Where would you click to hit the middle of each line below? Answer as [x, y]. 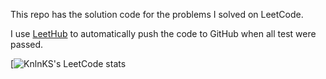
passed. [27, 44]
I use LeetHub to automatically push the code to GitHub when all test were [163, 33]
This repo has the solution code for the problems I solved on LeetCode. [157, 14]
